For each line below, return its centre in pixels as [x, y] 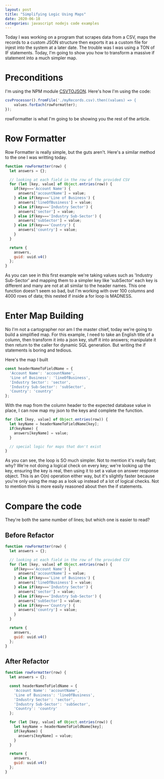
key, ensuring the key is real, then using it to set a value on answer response [82, 471]
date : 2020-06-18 [23, 19]
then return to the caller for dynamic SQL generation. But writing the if [75, 345]
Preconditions [34, 78]
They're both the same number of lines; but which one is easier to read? [77, 520]
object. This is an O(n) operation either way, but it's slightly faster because [80, 476]
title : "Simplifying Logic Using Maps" [46, 14]
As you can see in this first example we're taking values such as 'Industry [79, 275]
